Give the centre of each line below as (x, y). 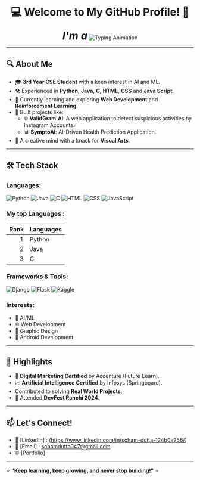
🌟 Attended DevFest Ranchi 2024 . (57, 398)
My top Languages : (35, 214)
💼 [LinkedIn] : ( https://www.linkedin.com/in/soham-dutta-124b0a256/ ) (101, 440)
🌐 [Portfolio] (30, 453)
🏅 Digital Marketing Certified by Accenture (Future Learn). (87, 376)
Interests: (21, 305)
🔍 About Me (29, 64)
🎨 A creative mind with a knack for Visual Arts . (72, 140)
